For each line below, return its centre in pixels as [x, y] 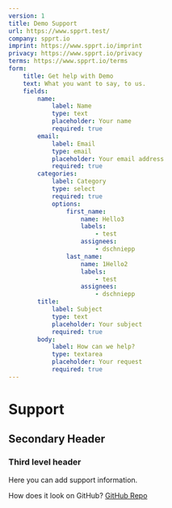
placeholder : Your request [97, 362]
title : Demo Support [43, 23]
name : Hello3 [103, 219]
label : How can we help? [93, 347]
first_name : [86, 211]
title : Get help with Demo [68, 76]
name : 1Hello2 [104, 264]
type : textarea [77, 354]
